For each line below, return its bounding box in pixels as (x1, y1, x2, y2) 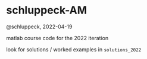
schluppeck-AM (6, 4, 87, 17)
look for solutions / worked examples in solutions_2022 (6, 45, 142, 53)
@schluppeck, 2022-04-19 (6, 23, 73, 30)
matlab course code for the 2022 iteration (6, 34, 109, 41)
